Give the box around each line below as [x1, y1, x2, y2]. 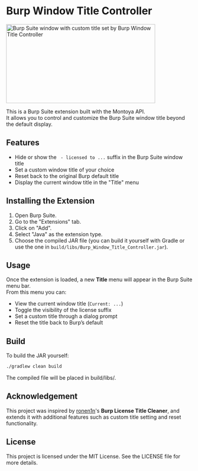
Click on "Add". [14, 224, 52, 231]
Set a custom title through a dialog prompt [14, 313, 118, 320]
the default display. [6, 120, 53, 128]
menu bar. [6, 282, 31, 289]
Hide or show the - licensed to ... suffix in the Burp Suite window [14, 153, 183, 161]
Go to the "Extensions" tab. [14, 218, 82, 225]
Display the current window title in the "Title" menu [14, 179, 139, 186]
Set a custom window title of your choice [14, 166, 115, 173]
